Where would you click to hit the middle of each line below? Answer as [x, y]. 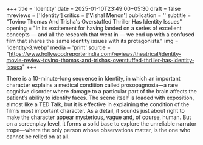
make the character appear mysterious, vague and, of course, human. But [99, 117]
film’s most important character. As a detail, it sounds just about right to [96, 111]
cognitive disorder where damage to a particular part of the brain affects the [102, 91]
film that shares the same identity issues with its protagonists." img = [92, 41]
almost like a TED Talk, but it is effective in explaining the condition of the [98, 104]
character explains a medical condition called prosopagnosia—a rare [92, 85]
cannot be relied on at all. [38, 137]
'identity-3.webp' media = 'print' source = [59, 47]
